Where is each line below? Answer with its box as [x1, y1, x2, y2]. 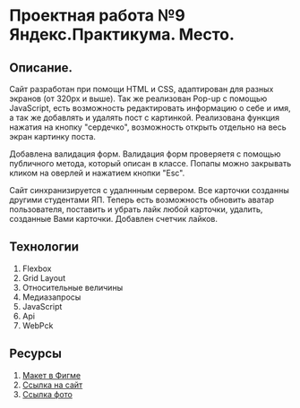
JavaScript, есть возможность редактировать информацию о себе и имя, [9, 103, 291, 113]
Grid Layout [21, 272, 65, 283]
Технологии [9, 239, 79, 255]
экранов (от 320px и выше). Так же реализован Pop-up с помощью [9, 93, 268, 104]
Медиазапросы [21, 292, 81, 302]
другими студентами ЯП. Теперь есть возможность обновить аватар [9, 194, 275, 205]
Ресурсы [9, 346, 63, 361]
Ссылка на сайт [21, 379, 83, 390]
